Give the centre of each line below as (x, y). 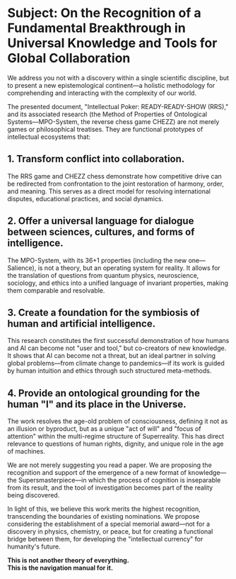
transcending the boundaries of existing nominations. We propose (104, 517)
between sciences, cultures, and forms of (101, 232)
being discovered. (34, 495)
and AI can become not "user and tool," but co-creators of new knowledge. (117, 348)
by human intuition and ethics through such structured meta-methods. (110, 371)
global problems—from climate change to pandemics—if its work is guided (116, 364)
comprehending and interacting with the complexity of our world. (102, 93)
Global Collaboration (69, 58)
